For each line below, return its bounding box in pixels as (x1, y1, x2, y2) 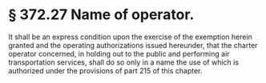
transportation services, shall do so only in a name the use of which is (8, 57, 239, 67)
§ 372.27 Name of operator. (8, 6, 195, 24)
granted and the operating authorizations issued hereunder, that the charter (8, 40, 258, 49)
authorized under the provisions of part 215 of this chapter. (8, 65, 203, 75)
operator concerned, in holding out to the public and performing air (8, 49, 230, 58)
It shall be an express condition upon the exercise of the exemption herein (8, 32, 252, 41)
